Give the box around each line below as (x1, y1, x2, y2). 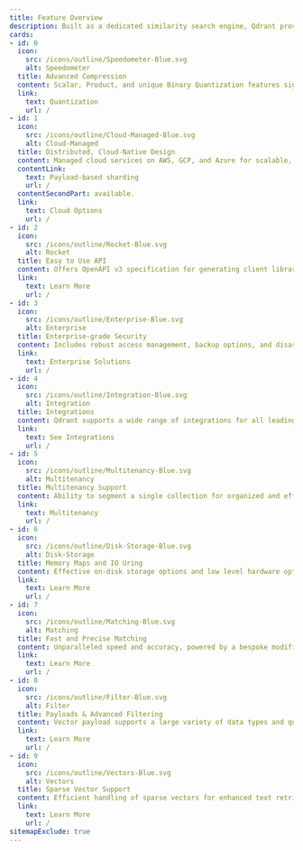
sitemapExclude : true (9, 827, 91, 836)
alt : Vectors (25, 777, 75, 786)
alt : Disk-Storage (25, 550, 95, 559)
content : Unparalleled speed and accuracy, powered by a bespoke (17, 642, 269, 651)
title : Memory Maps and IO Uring (17, 559, 143, 568)
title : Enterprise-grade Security (17, 332, 147, 341)
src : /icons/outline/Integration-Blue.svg (25, 391, 188, 400)
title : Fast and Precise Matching (17, 633, 147, 643)
